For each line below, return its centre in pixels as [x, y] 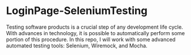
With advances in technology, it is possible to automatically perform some [95, 33]
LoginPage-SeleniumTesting [77, 11]
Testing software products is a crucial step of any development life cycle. [95, 27]
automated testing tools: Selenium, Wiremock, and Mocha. [77, 46]
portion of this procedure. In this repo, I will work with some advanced [91, 39]
